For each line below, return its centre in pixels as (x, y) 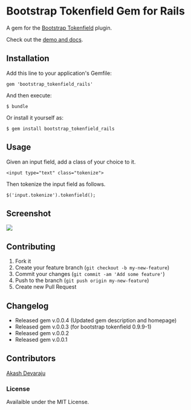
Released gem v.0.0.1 (41, 340)
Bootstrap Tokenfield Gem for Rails (96, 11)
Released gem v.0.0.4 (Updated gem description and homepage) (96, 320)
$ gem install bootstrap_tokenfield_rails (60, 129)
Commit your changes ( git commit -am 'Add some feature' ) (90, 274)
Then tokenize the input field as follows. (56, 184)
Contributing (31, 247)
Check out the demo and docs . (45, 39)
